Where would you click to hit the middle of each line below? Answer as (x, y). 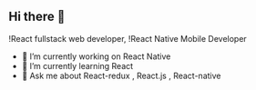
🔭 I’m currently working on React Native (96, 56)
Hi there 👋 (37, 17)
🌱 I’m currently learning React (77, 65)
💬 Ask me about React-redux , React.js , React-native (121, 75)
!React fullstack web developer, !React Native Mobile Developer (128, 38)
